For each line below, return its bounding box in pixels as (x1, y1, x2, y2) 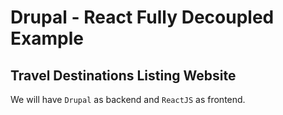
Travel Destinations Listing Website (10, 67, 237, 84)
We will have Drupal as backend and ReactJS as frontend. (10, 94, 246, 105)
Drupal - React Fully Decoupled (10, 6, 275, 29)
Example (10, 27, 84, 50)
